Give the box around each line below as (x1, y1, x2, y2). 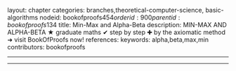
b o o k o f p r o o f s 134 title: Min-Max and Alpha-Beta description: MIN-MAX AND (7, 21, 227, 29)
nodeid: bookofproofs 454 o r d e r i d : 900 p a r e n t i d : (39, 13, 181, 22)
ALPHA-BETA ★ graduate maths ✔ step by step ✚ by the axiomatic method (7, 28, 226, 36)
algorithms (7, 13, 39, 22)
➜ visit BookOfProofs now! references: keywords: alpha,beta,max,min (7, 35, 209, 44)
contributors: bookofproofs (7, 43, 86, 51)
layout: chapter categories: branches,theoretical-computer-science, (7, 6, 204, 14)
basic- (205, 6, 224, 14)
